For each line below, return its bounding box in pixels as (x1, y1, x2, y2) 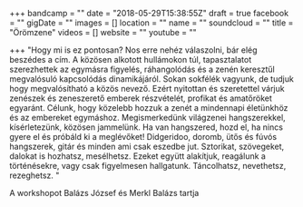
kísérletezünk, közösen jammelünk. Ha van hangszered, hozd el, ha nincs (9, 122, 284, 133)
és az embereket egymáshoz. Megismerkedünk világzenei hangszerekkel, (9, 113, 286, 123)
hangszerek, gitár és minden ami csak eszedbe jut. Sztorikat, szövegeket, (9, 141, 285, 152)
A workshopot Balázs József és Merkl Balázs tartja (9, 188, 200, 198)
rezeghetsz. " (9, 170, 60, 181)
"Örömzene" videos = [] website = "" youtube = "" (9, 27, 197, 37)
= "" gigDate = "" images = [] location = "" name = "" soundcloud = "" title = (9, 17, 294, 28)
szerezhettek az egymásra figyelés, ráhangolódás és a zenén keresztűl (9, 64, 275, 74)
